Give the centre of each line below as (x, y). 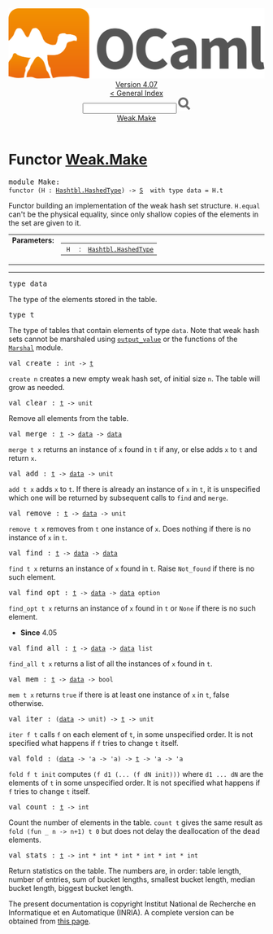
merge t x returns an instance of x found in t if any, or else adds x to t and (133, 449)
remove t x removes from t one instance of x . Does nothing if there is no (130, 528)
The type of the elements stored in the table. (83, 299)
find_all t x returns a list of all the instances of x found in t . (110, 664)
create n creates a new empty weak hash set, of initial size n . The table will (134, 379)
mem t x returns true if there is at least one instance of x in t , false (119, 695)
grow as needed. (37, 387)
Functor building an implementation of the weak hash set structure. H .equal (134, 206)
